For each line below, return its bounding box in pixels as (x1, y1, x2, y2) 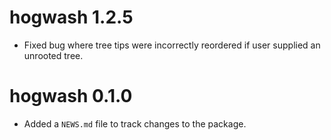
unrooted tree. (23, 49, 84, 61)
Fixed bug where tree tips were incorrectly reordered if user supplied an (23, 39, 321, 51)
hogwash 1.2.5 (9, 6, 134, 29)
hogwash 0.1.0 (9, 85, 133, 108)
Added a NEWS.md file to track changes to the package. (23, 117, 247, 130)
